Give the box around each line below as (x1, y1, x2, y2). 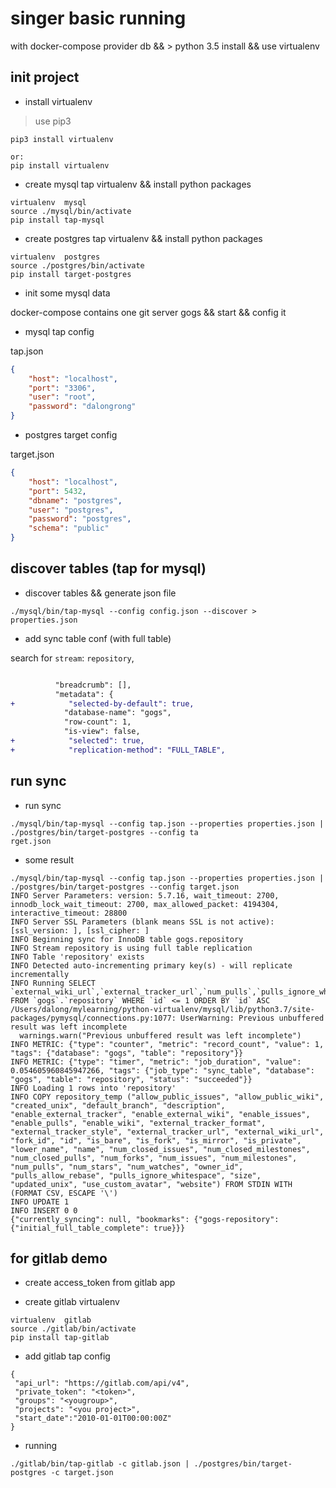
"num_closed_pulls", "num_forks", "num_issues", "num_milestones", (10, 1153, 298, 1163)
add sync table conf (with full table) (24, 632, 172, 644)
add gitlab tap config (24, 1350, 111, 1362)
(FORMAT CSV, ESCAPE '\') (10, 1188, 118, 1198)
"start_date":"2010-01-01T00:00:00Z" (14, 1413, 172, 1424)
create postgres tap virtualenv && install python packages (24, 232, 263, 244)
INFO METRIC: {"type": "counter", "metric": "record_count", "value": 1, (10, 1039, 325, 1049)
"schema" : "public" (28, 523, 110, 534)
